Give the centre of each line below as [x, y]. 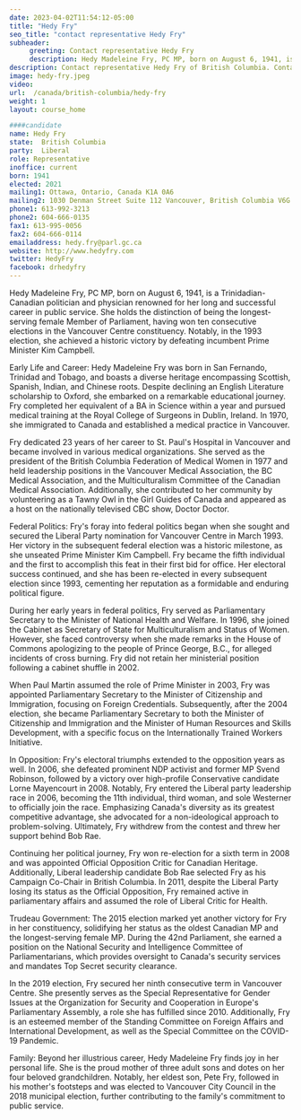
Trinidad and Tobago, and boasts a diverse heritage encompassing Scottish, [150, 377]
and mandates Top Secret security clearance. [93, 966]
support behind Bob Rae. [55, 836]
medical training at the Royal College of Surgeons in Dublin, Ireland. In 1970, [149, 415]
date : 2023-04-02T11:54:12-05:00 [72, 17]
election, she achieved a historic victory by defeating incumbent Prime [140, 341]
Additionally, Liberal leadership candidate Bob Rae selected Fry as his [138, 872]
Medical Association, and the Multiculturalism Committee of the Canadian [145, 480]
